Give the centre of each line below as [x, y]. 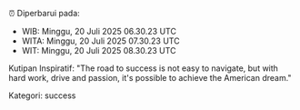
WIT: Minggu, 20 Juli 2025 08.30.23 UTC [99, 50]
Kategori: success [42, 95]
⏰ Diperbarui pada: [45, 13]
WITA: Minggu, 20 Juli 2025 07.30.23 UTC [100, 41]
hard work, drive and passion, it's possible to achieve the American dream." [150, 78]
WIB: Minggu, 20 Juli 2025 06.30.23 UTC [99, 31]
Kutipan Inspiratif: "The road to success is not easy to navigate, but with [144, 68]
